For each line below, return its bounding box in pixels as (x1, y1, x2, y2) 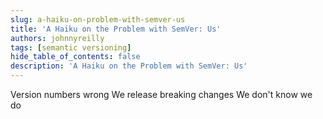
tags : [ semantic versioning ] (10, 42, 132, 53)
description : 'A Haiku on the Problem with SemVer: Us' (10, 61, 248, 71)
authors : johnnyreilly (10, 33, 105, 43)
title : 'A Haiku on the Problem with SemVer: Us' (10, 24, 222, 34)
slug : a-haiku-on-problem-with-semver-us (10, 14, 186, 25)
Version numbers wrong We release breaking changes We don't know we (10, 89, 313, 100)
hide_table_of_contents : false (10, 52, 141, 62)
